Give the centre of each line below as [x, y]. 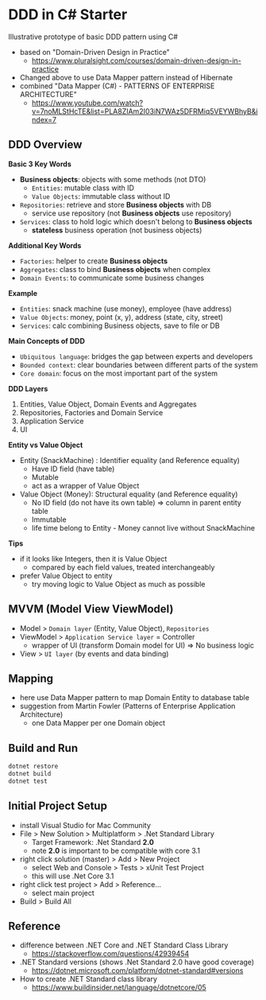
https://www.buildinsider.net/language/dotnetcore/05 [119, 987]
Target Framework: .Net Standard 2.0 [93, 842]
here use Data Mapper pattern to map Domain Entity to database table [135, 698]
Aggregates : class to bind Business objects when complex [115, 269]
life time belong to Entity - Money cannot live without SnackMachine [143, 527]
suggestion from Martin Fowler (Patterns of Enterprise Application [127, 706]
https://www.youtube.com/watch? [87, 103]
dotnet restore [33, 767]
